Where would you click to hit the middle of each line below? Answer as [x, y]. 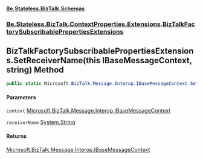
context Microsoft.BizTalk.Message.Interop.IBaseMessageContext [89, 111]
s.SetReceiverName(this [53, 60]
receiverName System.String [41, 122]
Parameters [21, 97]
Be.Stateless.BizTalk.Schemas [46, 8]
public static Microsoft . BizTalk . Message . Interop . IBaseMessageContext [97, 84]
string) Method [35, 70]
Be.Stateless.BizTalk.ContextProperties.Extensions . [85, 24]
